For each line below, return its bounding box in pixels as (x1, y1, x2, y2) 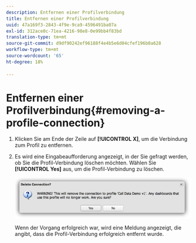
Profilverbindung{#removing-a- (6, 103, 165, 117)
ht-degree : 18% (6, 59, 43, 65)
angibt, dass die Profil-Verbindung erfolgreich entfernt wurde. (14, 230, 164, 237)
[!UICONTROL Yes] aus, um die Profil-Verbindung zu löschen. (14, 166, 164, 173)
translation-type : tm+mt (6, 34, 67, 41)
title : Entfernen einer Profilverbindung (6, 15, 109, 22)
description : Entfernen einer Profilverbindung (6, 9, 125, 15)
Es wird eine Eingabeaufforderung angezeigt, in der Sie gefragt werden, (14, 153, 188, 160)
